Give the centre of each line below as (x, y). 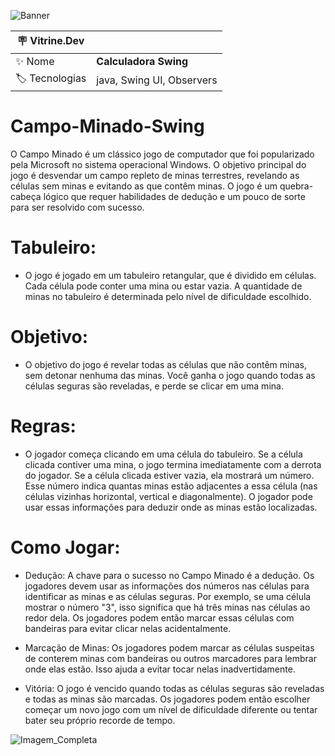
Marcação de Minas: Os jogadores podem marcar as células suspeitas (169, 647)
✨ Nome (35, 61)
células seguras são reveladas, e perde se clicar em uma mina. (154, 386)
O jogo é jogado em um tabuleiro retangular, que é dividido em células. (170, 275)
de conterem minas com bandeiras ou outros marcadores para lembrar (170, 658)
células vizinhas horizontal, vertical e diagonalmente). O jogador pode (168, 496)
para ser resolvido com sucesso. (77, 207)
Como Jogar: (65, 547)
